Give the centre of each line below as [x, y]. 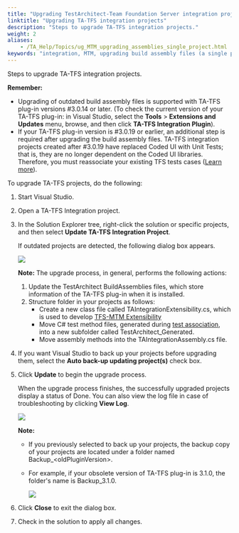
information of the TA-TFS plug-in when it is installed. [106, 294]
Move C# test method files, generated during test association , [129, 324]
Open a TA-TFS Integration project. [69, 210]
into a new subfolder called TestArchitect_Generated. [117, 332]
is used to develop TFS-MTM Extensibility [100, 316]
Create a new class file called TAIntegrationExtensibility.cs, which [135, 309]
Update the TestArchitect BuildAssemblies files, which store [116, 286]
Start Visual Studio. [46, 197]
